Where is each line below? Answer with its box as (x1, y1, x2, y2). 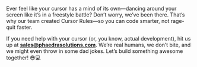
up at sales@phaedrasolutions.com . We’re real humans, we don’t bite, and (6, 41, 191, 48)
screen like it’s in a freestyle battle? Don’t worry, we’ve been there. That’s (6, 11, 185, 18)
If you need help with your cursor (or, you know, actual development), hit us (6, 35, 191, 42)
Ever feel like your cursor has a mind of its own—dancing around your (6, 5, 177, 12)
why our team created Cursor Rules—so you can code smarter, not (6, 18, 170, 24)
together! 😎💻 (6, 54, 41, 61)
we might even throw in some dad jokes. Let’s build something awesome (6, 48, 183, 55)
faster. (17, 24, 33, 31)
